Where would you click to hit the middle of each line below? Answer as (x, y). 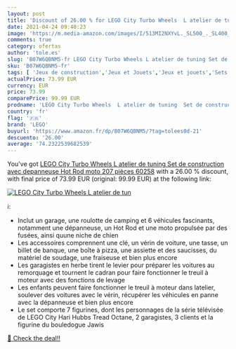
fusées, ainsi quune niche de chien (68, 235)
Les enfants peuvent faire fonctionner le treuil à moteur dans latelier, (116, 287)
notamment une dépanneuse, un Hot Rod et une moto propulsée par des (122, 228)
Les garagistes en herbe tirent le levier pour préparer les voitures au (116, 265)
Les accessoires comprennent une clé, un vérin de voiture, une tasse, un (123, 243)
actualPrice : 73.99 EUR (42, 79)
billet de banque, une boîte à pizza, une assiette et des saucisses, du (117, 250)
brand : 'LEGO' (28, 124)
